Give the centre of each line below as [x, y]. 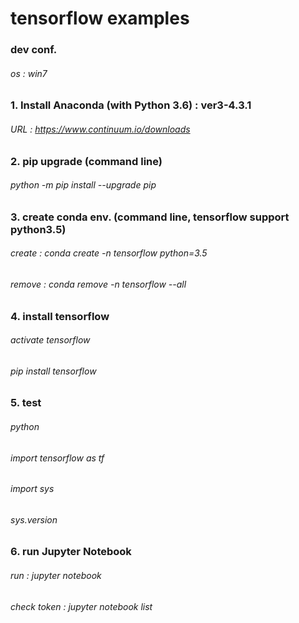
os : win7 [29, 73]
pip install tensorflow [53, 371]
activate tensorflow [50, 340]
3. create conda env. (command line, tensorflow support [150, 217]
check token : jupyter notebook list [81, 606]
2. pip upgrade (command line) [86, 161]
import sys [32, 489]
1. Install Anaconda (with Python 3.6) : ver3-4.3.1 [131, 105]
